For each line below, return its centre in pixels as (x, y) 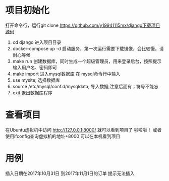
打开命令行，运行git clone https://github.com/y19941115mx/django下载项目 (83, 25)
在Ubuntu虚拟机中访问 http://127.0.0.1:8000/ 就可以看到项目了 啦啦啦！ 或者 (83, 130)
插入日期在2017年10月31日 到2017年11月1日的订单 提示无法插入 (70, 173)
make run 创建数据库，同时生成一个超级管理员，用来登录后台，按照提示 (87, 61)
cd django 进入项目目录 (37, 42)
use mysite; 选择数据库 (36, 80)
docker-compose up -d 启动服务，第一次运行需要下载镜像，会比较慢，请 (88, 48)
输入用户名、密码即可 (35, 67)
